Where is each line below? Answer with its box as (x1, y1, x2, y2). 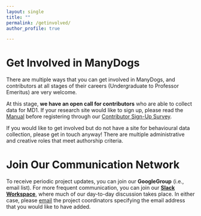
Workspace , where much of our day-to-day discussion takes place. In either (6, 190, 195, 198)
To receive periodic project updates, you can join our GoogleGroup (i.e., (6, 178, 184, 185)
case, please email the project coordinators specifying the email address (6, 197, 185, 204)
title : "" (6, 14, 31, 20)
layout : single (6, 8, 44, 15)
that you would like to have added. (6, 203, 91, 211)
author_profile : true (6, 25, 60, 32)
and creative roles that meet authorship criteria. (6, 137, 124, 144)
